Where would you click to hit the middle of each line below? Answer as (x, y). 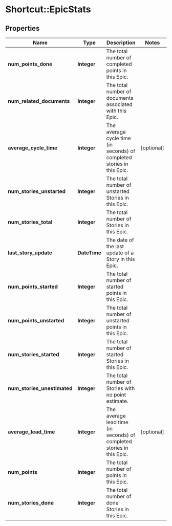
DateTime (89, 253)
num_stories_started (34, 354)
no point (116, 395)
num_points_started (33, 287)
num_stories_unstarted (37, 191)
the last (115, 246)
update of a (120, 253)
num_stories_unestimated (40, 388)
